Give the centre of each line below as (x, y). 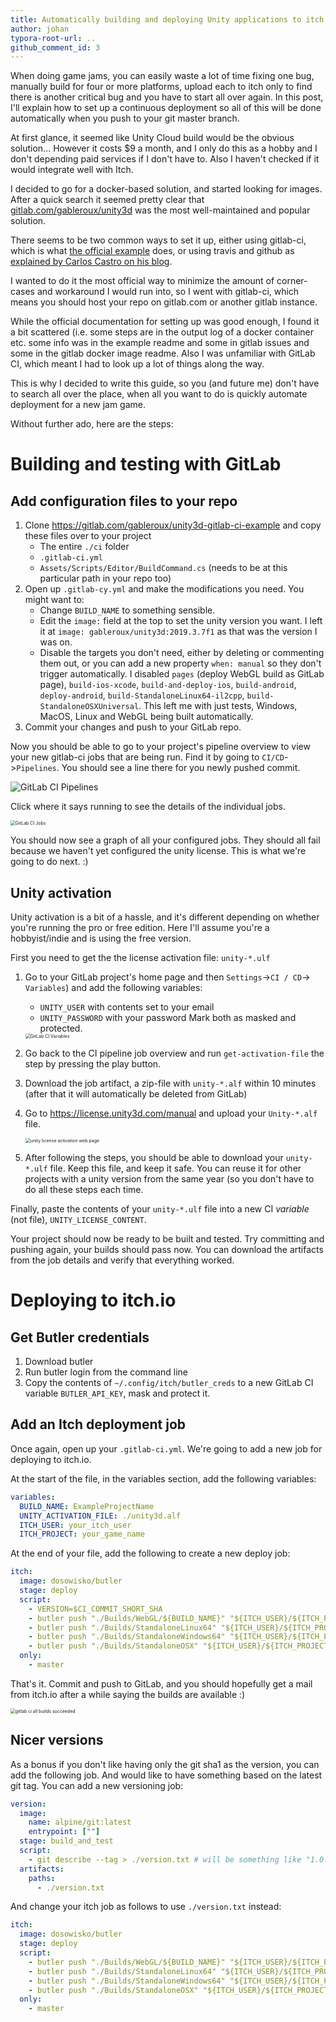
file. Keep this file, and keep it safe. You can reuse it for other (175, 1168)
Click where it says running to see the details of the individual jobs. (148, 807)
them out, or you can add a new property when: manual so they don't (180, 663)
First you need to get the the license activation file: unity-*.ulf (140, 958)
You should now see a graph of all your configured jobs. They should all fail (165, 840)
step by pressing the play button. (93, 1064)
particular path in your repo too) (105, 578)
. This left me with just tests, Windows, (218, 706)
